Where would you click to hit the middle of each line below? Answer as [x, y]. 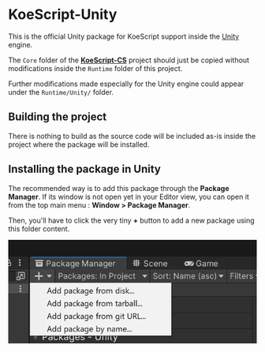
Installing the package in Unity [85, 169]
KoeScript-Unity [63, 15]
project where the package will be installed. [79, 144]
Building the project [58, 117]
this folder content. [39, 228]
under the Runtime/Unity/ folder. [61, 92]
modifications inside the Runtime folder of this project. [95, 68]
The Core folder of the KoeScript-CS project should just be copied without [129, 60]
